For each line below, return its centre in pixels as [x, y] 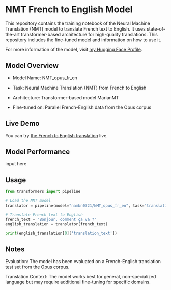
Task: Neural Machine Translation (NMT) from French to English [79, 88]
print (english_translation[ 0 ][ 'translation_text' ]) [61, 233]
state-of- [156, 28]
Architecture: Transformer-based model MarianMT [66, 97]
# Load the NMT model [28, 201]
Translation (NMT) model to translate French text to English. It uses [76, 28]
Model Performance [38, 151]
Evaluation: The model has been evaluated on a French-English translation [83, 262]
